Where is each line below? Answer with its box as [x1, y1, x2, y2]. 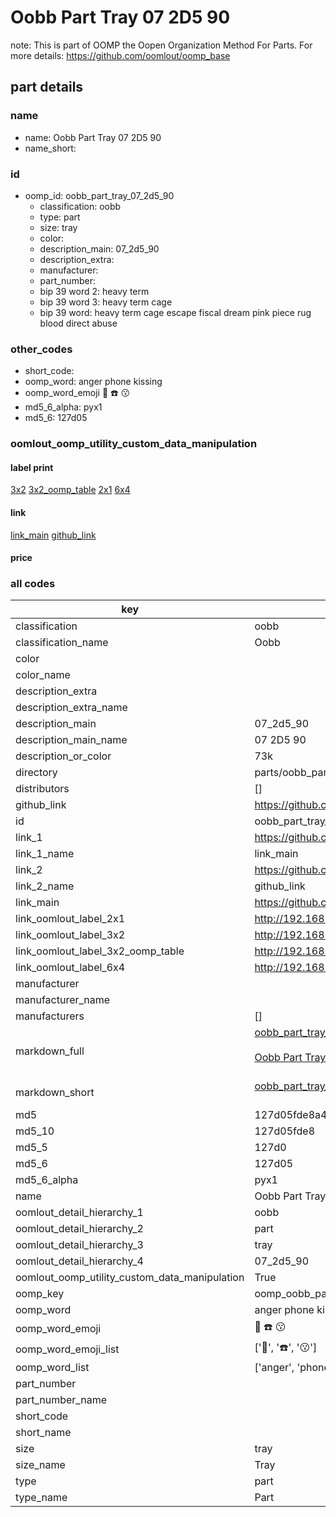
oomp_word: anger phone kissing [24, 376, 163, 388]
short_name [15, 1426, 72, 1440]
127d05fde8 [254, 1124, 316, 1138]
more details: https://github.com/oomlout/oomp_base [10, 49, 231, 61]
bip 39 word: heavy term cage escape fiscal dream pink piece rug [39, 306, 312, 318]
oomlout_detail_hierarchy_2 [15, 1222, 144, 1236]
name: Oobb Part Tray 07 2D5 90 [24, 131, 162, 143]
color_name [15, 668, 71, 682]
